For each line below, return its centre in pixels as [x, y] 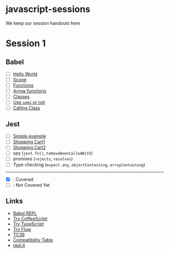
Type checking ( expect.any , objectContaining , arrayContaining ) [79, 165]
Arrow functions [30, 91]
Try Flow [22, 229]
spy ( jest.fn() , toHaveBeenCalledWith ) [53, 153]
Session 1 [26, 43]
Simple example [30, 136]
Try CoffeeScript [30, 218]
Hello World [25, 74]
